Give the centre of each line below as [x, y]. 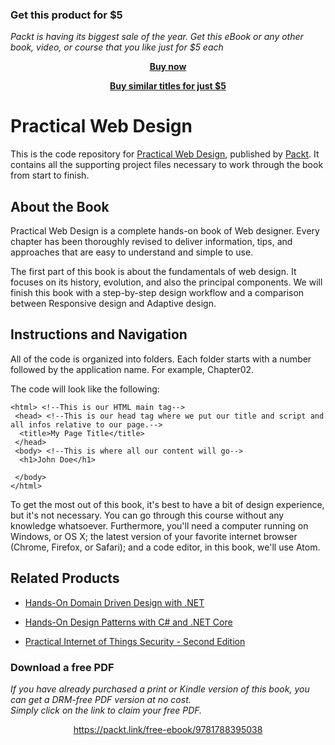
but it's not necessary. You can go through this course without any [147, 515]
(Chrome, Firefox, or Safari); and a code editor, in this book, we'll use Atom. [165, 547]
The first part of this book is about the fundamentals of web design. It [153, 272]
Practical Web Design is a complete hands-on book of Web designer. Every [165, 231]
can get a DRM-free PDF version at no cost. [101, 699]
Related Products [65, 578]
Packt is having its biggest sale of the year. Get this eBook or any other [157, 37]
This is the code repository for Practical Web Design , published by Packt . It [165, 154]
